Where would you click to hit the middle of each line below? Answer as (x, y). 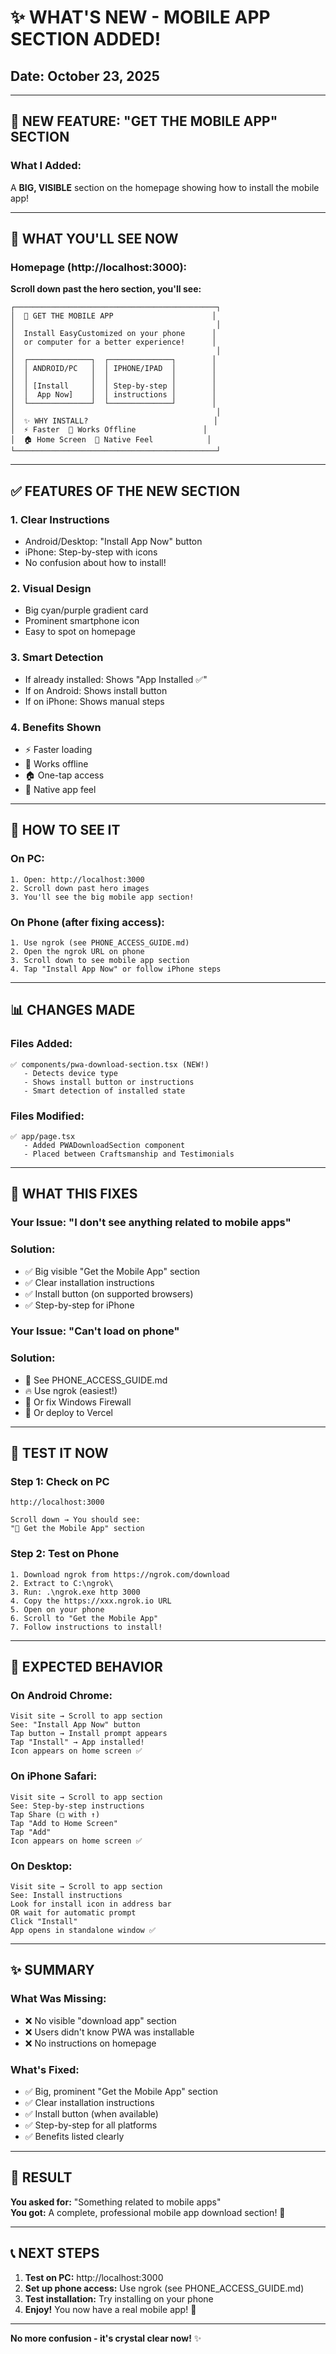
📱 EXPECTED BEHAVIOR (86, 1667)
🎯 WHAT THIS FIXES (74, 1194)
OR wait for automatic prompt (73, 1913)
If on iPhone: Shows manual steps (94, 701)
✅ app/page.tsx (43, 1136)
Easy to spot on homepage (80, 632)
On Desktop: (41, 1866)
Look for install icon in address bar (91, 1904)
